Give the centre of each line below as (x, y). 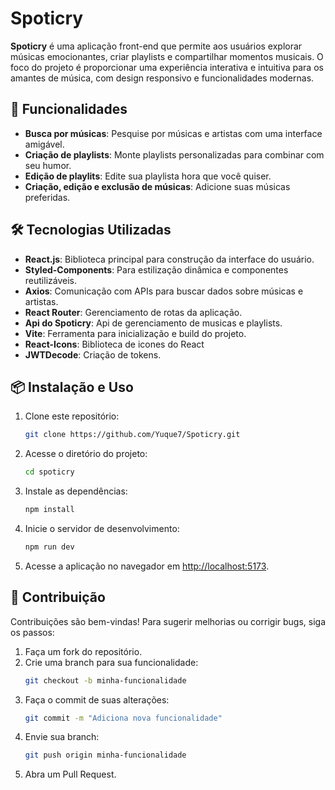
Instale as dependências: (76, 491)
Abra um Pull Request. (70, 774)
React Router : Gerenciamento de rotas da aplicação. (133, 312)
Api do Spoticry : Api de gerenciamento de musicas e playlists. (153, 323)
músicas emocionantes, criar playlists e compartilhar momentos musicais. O (167, 56)
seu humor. (48, 165)
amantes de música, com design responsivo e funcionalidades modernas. (162, 78)
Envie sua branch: (62, 737)
